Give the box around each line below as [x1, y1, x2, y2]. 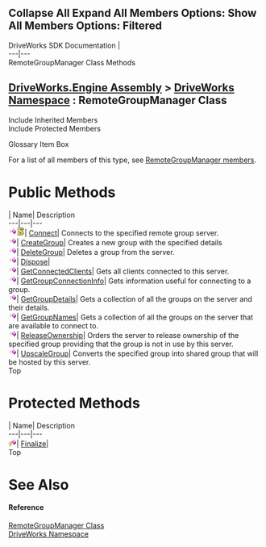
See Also [8, 475, 69, 494]
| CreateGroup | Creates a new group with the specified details [16, 237, 223, 247]
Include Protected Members [8, 123, 101, 133]
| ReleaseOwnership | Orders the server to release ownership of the [16, 330, 239, 340]
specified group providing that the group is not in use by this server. [8, 339, 234, 349]
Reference [8, 503, 44, 512]
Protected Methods [8, 394, 141, 412]
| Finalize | [16, 439, 49, 449]
